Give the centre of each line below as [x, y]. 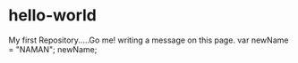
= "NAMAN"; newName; [53, 49]
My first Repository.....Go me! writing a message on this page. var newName [149, 40]
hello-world [53, 16]
